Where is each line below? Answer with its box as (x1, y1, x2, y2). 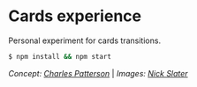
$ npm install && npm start (8, 52, 112, 61)
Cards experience (8, 6, 142, 26)
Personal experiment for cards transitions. (8, 35, 161, 46)
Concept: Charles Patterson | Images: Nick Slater (8, 68, 188, 78)
